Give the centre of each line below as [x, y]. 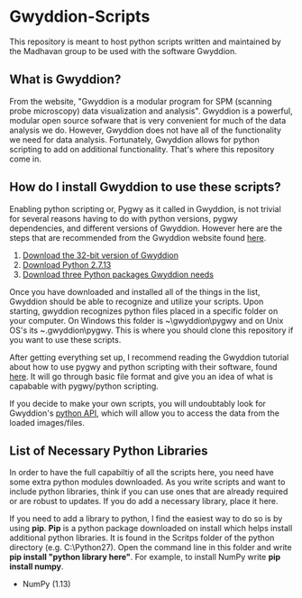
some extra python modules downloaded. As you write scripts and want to [147, 482]
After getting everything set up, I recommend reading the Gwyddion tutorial [149, 357]
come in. [26, 159]
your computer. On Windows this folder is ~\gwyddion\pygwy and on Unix [146, 320]
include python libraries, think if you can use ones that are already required [149, 492]
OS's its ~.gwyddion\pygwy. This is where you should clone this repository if [151, 330]
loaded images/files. [47, 422]
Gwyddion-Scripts [80, 17]
